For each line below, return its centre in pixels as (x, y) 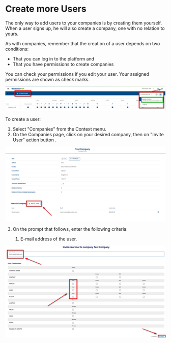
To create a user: (23, 119)
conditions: (17, 49)
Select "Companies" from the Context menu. (60, 129)
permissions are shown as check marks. (48, 79)
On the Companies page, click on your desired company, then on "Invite (88, 135)
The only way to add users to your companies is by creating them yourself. (83, 23)
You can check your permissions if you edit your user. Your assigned (77, 74)
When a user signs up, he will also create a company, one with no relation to (85, 28)
